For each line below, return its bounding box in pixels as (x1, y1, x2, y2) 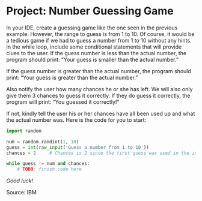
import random (6, 128, 42, 134)
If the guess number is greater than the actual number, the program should (6, 67, 191, 74)
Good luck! (6, 177, 34, 184)
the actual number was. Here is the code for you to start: (6, 116, 147, 124)
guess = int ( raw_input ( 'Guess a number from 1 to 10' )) (6, 144, 149, 151)
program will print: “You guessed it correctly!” (6, 98, 120, 106)
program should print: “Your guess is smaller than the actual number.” (6, 56, 179, 63)
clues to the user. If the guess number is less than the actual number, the (6, 49, 187, 56)
